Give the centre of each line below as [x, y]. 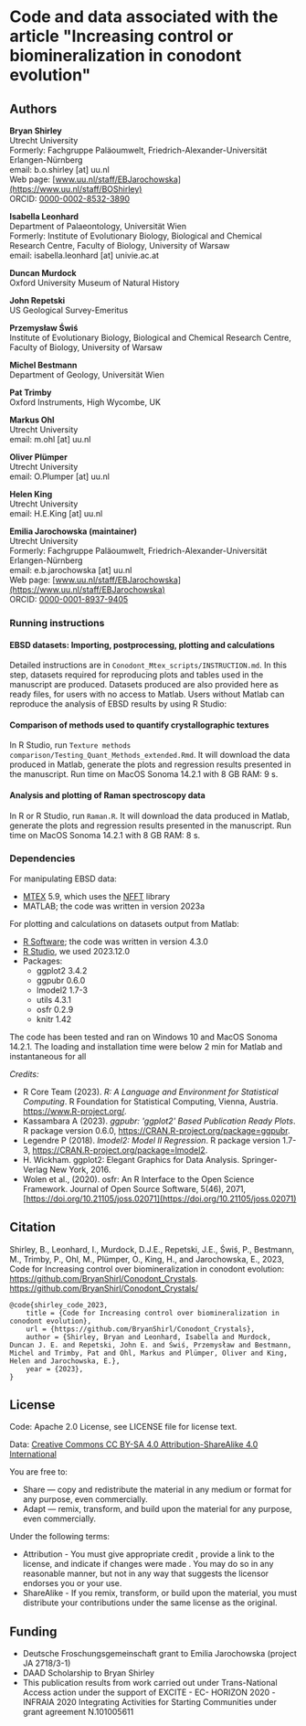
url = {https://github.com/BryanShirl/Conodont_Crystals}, [141, 1329]
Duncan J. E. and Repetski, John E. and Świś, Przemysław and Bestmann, [151, 1345]
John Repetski [37, 300]
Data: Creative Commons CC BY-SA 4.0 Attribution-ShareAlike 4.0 [134, 1444]
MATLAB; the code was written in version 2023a [114, 906]
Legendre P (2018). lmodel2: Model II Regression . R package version [152, 1140]
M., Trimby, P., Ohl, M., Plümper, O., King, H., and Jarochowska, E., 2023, [147, 1259]
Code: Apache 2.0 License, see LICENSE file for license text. [123, 1427]
